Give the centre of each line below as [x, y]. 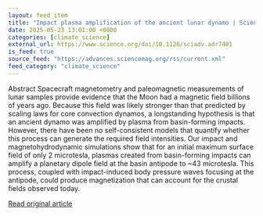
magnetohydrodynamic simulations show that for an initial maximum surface [131, 146]
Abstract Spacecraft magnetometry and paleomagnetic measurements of [126, 88]
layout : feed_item [38, 15]
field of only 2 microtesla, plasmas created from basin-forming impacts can [130, 155]
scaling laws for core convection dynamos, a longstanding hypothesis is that [131, 113]
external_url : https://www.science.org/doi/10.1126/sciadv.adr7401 [121, 45]
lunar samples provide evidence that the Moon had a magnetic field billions [129, 97]
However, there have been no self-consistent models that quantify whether [129, 130]
